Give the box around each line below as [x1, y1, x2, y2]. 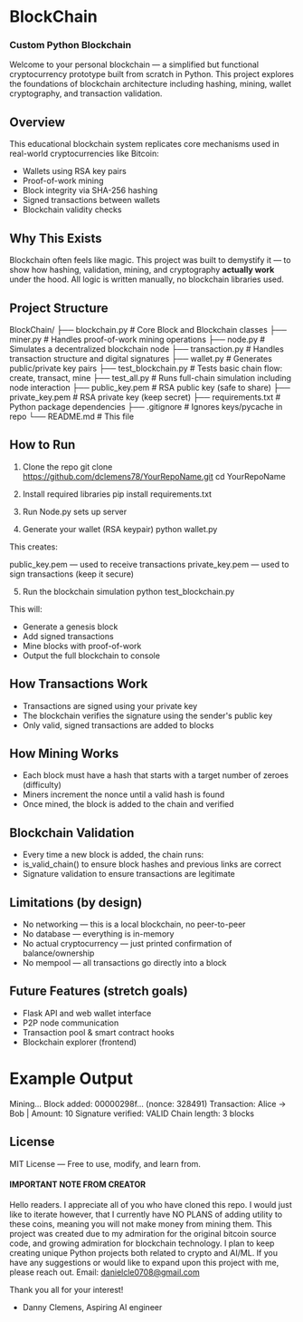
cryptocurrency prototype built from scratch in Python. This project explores [9, 69, 294, 80]
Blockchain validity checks [22, 204, 122, 215]
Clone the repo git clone [22, 461, 113, 472]
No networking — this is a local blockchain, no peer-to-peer [22, 919, 246, 929]
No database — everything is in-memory [22, 928, 175, 939]
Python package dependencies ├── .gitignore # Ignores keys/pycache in [9, 401, 283, 412]
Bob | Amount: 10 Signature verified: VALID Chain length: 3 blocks [9, 1108, 255, 1119]
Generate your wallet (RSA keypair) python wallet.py [22, 523, 218, 534]
